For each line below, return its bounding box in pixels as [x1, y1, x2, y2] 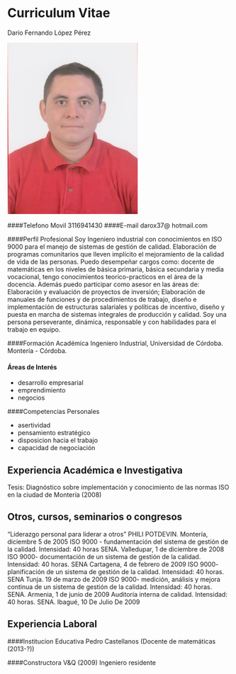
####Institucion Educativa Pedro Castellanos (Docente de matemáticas [7, 636, 216, 646]
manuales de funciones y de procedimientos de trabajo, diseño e [7, 295, 197, 303]
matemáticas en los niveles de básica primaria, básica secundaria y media [7, 264, 225, 274]
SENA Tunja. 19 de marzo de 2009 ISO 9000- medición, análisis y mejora [7, 575, 221, 583]
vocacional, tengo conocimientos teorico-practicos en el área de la [7, 272, 203, 281]
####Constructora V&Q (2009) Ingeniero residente [7, 658, 156, 667]
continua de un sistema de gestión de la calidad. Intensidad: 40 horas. [7, 583, 213, 591]
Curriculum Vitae [7, 5, 111, 21]
